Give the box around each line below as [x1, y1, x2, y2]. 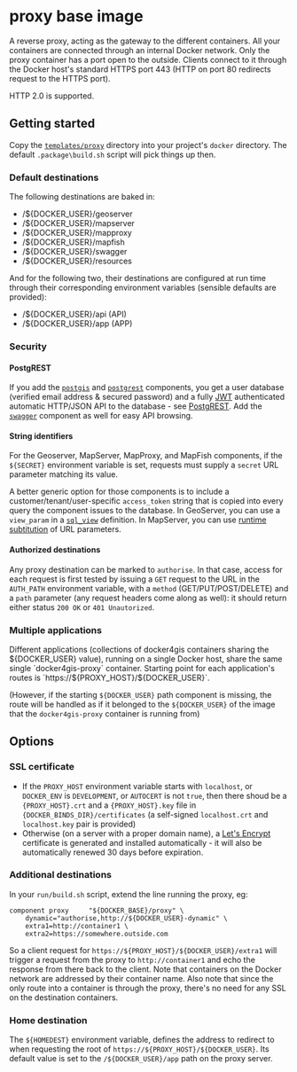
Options [9, 734, 55, 749]
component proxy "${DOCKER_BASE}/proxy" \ [9, 906, 184, 915]
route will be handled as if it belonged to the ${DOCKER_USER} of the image [9, 699, 276, 709]
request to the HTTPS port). [9, 73, 111, 83]
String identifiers [9, 430, 74, 441]
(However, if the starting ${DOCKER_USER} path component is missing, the [9, 689, 272, 700]
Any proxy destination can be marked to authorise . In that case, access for [9, 564, 284, 575]
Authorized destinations [9, 544, 101, 555]
